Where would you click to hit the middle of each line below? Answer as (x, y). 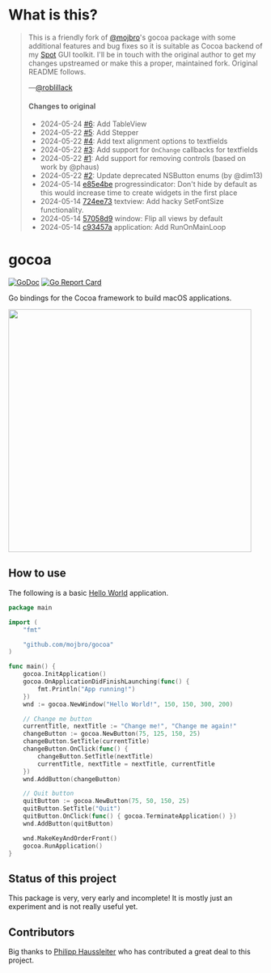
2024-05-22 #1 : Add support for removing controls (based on (143, 159)
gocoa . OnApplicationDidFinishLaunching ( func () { (106, 682)
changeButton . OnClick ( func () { (76, 749)
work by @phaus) (70, 167)
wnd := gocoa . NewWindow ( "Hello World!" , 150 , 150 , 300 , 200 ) (128, 704)
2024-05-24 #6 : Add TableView (93, 124)
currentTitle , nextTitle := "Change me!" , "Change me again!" (130, 726)
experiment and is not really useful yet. (73, 907)
